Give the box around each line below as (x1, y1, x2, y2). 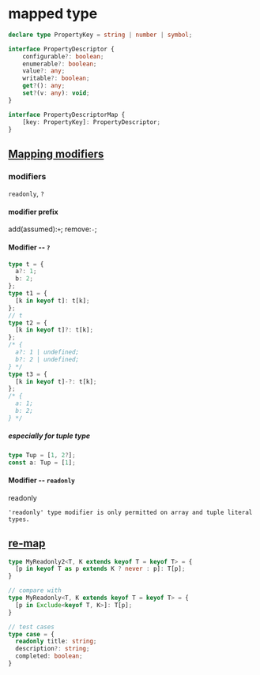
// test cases (8, 623, 55, 631)
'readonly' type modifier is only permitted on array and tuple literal (8, 508, 253, 516)
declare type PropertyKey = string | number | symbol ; (8, 31, 193, 39)
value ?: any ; (22, 67, 66, 75)
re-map (8, 537, 46, 550)
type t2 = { (8, 319, 47, 327)
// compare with (8, 587, 62, 594)
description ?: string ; (15, 645, 90, 653)
